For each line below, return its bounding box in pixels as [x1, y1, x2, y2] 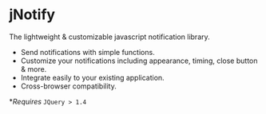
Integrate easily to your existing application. [20, 73, 165, 82]
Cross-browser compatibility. [20, 81, 117, 91]
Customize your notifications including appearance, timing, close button [20, 56, 258, 65]
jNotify [9, 6, 55, 24]
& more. [20, 64, 47, 73]
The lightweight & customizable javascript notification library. [9, 32, 210, 41]
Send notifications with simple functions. [20, 47, 155, 57]
